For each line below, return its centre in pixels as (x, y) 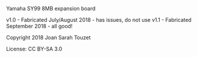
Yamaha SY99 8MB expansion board (51, 9)
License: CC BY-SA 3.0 (34, 49)
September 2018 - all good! (39, 26)
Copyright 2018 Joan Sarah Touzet (49, 37)
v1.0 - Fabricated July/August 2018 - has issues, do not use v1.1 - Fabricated (99, 20)
